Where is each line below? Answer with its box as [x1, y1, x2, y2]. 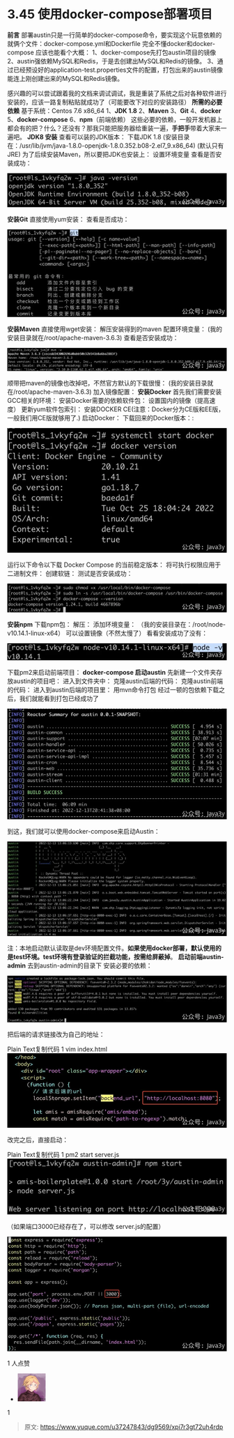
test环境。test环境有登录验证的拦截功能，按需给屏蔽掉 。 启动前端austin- [13, 953, 224, 961]
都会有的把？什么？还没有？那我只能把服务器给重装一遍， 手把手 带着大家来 [7, 123, 221, 132]
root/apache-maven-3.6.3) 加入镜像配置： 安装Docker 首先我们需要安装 [15, 388, 222, 396]
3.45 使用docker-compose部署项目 [7, 6, 213, 22]
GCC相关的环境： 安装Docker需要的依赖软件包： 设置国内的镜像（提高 [7, 397, 210, 405]
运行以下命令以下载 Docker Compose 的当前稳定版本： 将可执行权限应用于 [7, 560, 221, 569]
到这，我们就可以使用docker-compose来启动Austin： [7, 827, 160, 836]
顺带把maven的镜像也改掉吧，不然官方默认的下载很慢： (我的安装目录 [7, 379, 208, 388]
